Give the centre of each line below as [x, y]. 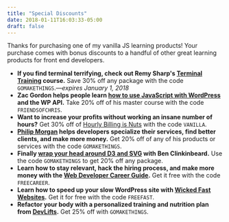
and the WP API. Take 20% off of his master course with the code [110, 103]
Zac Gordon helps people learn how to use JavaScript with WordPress [119, 95]
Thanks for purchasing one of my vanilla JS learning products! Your [102, 46]
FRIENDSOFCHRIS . [40, 110]
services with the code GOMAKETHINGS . [69, 146]
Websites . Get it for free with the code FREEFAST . [86, 197]
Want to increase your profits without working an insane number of [114, 117]
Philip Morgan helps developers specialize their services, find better [116, 132]
